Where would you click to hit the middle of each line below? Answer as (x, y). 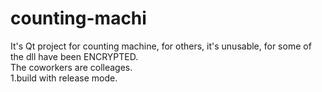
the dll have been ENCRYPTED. (74, 56)
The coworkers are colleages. (71, 67)
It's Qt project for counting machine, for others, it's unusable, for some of (161, 46)
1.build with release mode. (64, 78)
